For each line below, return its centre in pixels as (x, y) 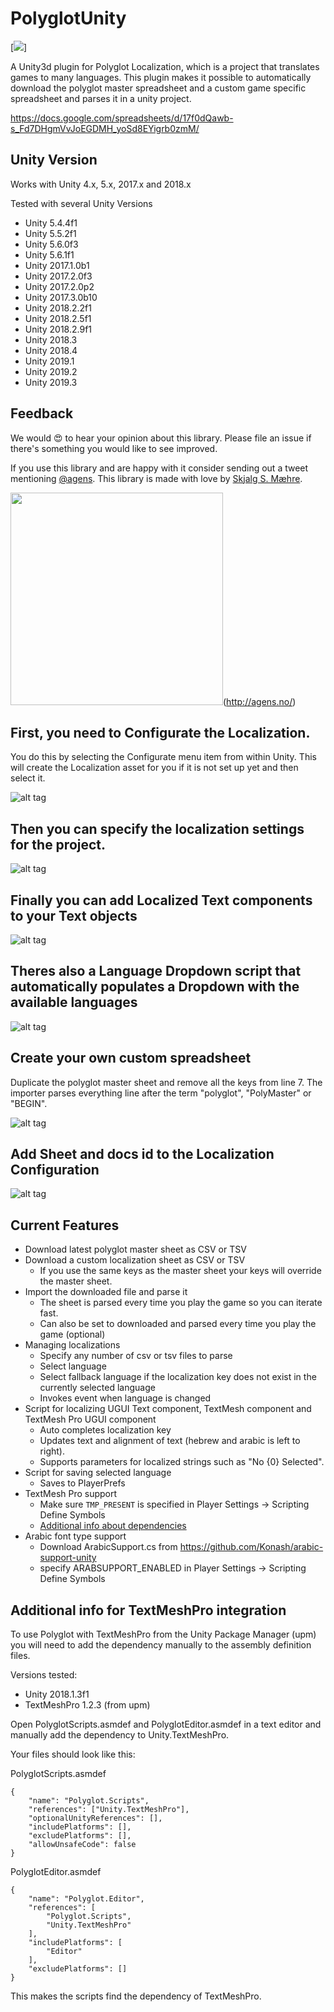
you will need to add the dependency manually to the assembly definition (161, 1645)
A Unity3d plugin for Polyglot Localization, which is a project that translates (165, 66)
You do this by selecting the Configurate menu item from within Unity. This (163, 757)
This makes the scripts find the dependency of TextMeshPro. (136, 1996)
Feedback (42, 413)
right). (52, 1451)
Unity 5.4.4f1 (51, 223)
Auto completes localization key (105, 1430)
